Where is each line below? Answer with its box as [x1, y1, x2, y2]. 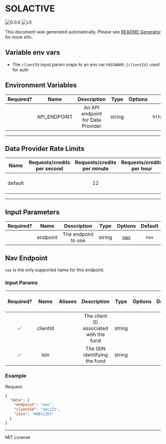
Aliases [58, 298, 77, 305]
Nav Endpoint [5, 254, 48, 262]
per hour [131, 165, 152, 172]
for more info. [5, 34, 33, 40]
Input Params [5, 279, 38, 286]
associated [83, 325, 109, 332]
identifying [83, 351, 108, 358]
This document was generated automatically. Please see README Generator [5, 29, 161, 35]
